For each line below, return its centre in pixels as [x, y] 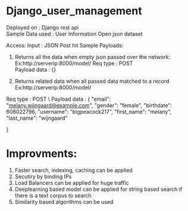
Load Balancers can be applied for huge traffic [72, 182]
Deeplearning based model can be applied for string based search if [98, 189]
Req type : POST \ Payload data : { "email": [59, 99]
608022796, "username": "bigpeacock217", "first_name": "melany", [89, 111]
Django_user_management [74, 11]
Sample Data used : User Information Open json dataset [74, 33]
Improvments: [42, 154]
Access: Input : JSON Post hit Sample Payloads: [65, 45]
